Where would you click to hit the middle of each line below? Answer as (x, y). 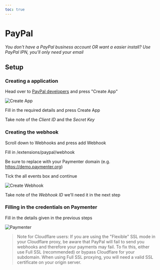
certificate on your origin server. (49, 262)
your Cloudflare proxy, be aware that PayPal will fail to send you (80, 241)
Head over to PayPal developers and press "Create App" (61, 91)
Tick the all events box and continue (41, 176)
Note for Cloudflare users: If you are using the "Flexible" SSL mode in (86, 236)
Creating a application (32, 81)
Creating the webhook (32, 132)
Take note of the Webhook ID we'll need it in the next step (63, 195)
